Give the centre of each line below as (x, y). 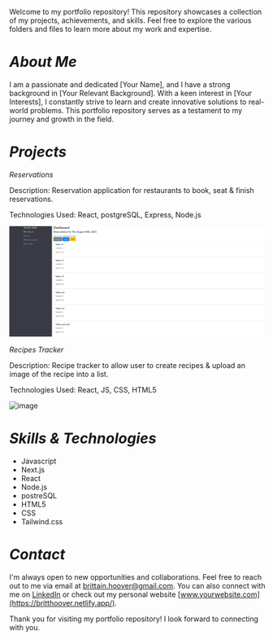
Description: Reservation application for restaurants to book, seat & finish (132, 190)
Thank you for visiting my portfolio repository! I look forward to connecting (134, 619)
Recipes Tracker (37, 349)
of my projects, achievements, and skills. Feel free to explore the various (130, 20)
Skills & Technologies (83, 438)
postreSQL (39, 495)
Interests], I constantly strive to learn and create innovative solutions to (128, 102)
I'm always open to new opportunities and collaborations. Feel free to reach (136, 576)
